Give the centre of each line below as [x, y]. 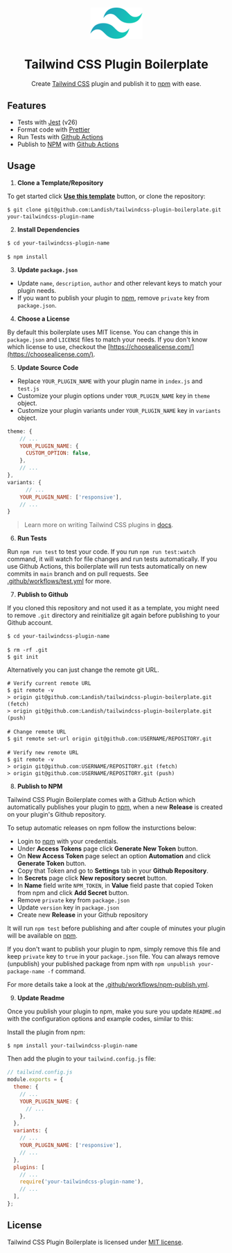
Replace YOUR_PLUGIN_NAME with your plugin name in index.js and [110, 381]
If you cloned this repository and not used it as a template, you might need [113, 608]
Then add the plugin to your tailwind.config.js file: [82, 1059]
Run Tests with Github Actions [60, 136]
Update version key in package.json [68, 907]
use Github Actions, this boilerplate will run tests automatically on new [107, 567]
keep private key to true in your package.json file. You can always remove [113, 957]
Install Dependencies [48, 229]
